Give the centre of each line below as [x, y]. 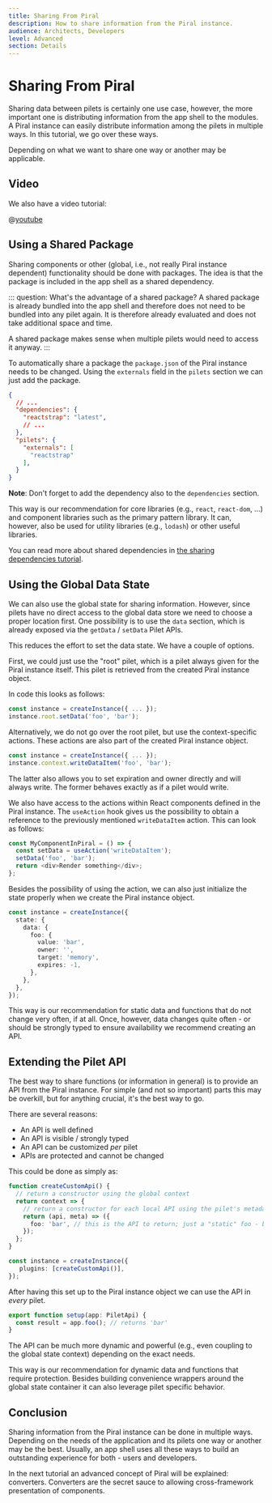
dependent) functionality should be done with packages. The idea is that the [136, 273]
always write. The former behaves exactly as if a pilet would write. [119, 787]
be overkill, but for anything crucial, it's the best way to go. [106, 1099]
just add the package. [45, 380]
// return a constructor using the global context [103, 1194]
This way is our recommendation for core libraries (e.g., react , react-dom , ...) [136, 509]
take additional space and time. [61, 323]
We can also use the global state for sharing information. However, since [130, 604]
